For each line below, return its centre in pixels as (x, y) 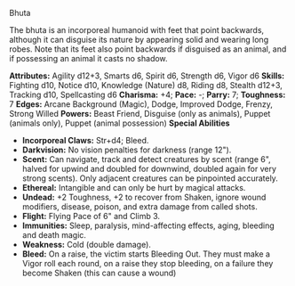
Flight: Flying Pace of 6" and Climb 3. (91, 216)
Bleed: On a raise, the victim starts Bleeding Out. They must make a (146, 254)
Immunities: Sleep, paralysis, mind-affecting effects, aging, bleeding (148, 225)
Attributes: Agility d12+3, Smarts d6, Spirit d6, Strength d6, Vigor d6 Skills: (147, 76)
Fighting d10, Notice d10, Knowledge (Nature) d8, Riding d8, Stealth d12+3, (146, 85)
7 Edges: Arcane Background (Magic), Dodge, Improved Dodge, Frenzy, (141, 104)
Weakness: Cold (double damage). (86, 245)
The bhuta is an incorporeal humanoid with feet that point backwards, (137, 30)
